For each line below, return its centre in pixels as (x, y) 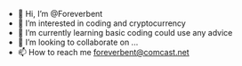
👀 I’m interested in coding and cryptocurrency (102, 23)
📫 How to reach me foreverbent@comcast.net (103, 52)
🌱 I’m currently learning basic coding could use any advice (125, 33)
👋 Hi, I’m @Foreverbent (60, 14)
